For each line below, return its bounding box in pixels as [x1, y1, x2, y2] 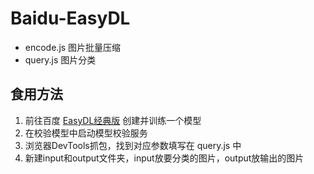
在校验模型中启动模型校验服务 [24, 127, 148, 139]
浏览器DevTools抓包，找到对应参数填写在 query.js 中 [24, 139, 242, 151]
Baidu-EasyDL [10, 7, 131, 30]
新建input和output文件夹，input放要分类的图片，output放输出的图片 [24, 152, 305, 164]
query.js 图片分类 [24, 53, 97, 66]
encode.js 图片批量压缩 [24, 41, 122, 53]
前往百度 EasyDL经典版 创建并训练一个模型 [24, 114, 202, 126]
